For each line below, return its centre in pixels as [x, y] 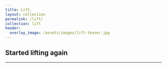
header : [13, 28]
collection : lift [23, 24]
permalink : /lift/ [24, 19]
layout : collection [25, 14]
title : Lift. [19, 10]
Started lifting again [37, 53]
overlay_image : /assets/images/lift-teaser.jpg [60, 33]
